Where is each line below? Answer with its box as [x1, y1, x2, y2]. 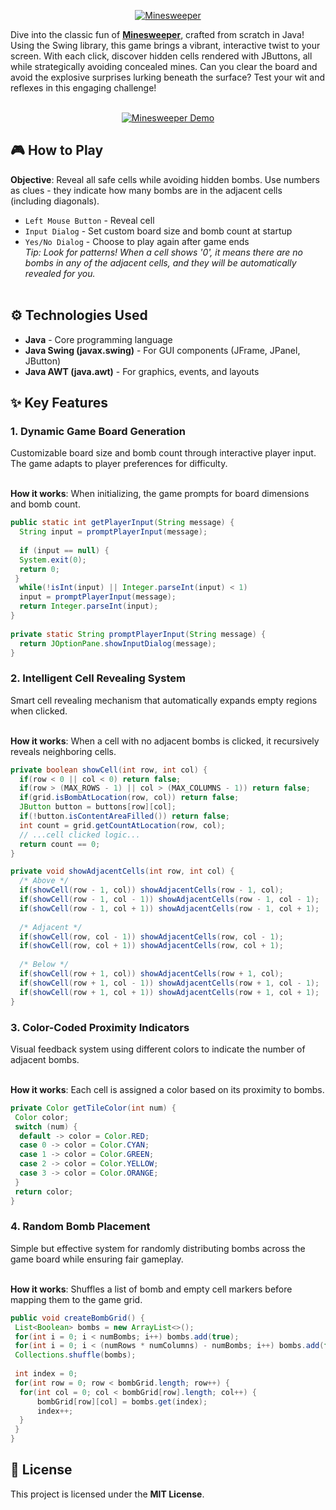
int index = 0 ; [14, 1369, 78, 1379]
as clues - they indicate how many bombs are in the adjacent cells [10, 184, 283, 196]
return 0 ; [19, 564, 60, 574]
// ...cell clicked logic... [19, 830, 141, 840]
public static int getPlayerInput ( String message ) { [10, 518, 235, 528]
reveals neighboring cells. [10, 745, 117, 757]
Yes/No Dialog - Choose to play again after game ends [24, 235, 250, 247]
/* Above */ [19, 876, 70, 886]
